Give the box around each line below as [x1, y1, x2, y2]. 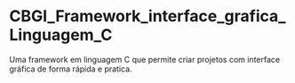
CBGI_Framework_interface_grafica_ [9, 6, 286, 26]
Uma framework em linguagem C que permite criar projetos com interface [9, 54, 281, 64]
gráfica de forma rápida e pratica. [9, 64, 132, 74]
